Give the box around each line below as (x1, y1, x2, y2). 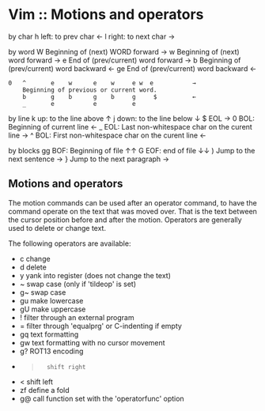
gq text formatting (19, 330, 79, 339)
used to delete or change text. (8, 223, 107, 232)
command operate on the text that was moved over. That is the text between (8, 206, 257, 216)
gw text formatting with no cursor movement (19, 337, 165, 347)
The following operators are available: (8, 239, 131, 248)
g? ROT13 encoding (19, 346, 84, 356)
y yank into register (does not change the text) (19, 270, 172, 280)
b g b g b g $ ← (22, 92, 196, 100)
